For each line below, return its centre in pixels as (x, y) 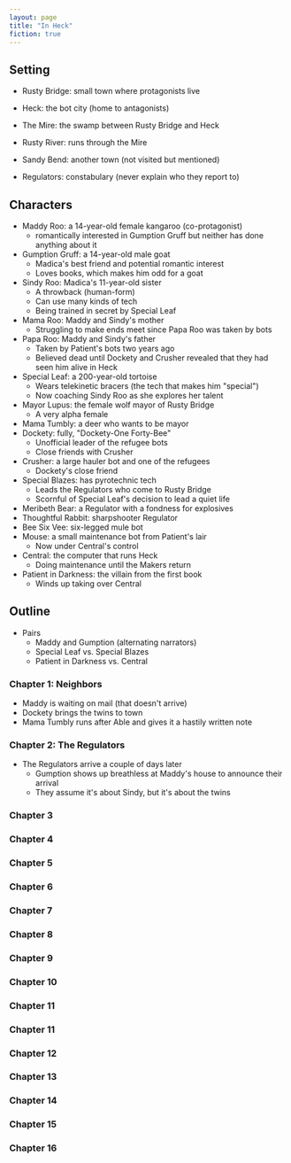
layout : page (33, 17)
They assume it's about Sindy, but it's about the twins (133, 793)
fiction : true (35, 34)
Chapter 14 (33, 1101)
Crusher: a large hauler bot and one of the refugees (116, 461)
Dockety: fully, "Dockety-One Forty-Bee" (96, 433)
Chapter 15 (33, 1124)
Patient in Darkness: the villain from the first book (112, 574)
